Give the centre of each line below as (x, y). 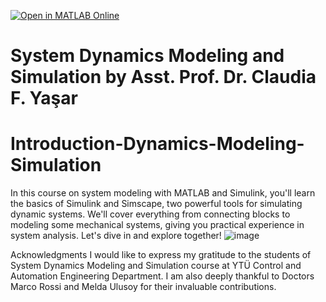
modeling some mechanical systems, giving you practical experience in (157, 225)
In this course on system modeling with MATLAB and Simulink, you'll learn (163, 193)
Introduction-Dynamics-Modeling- (157, 144)
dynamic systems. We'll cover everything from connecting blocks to (150, 214)
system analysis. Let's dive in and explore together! (116, 236)
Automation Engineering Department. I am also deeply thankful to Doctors (162, 276)
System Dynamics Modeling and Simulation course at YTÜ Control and (156, 266)
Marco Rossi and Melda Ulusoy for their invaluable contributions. (143, 287)
